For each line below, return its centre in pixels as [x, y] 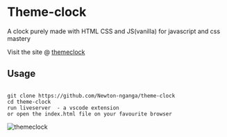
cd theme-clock [29, 102]
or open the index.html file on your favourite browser [90, 114]
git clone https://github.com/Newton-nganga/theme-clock [91, 95]
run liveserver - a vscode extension [63, 108]
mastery [19, 38]
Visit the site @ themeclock [46, 52]
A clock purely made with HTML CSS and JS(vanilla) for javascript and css [114, 31]
